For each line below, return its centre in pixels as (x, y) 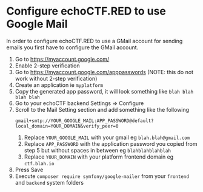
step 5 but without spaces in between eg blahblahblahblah (98, 150)
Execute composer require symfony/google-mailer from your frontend (102, 176)
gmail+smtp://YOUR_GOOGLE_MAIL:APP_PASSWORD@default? (84, 121)
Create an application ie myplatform (59, 85)
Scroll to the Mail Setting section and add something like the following (102, 109)
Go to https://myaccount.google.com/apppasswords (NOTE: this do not (104, 72)
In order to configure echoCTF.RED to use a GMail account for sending (95, 41)
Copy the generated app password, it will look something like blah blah (104, 91)
